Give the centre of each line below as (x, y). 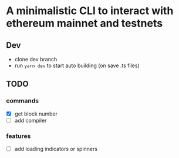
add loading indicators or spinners (56, 149)
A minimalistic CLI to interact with (90, 11)
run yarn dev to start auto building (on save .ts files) (77, 65)
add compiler (31, 120)
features (18, 136)
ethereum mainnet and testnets (85, 23)
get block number (36, 114)
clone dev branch (36, 59)
